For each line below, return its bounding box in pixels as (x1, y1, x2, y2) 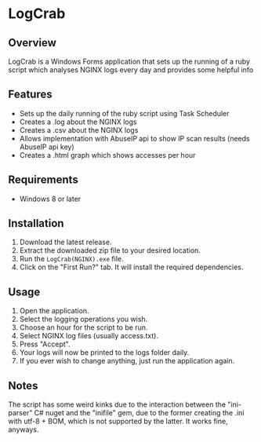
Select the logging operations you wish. (19, 315, 148, 324)
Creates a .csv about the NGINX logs (19, 125, 139, 134)
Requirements (8, 174, 78, 187)
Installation (8, 217, 64, 230)
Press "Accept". (19, 339, 71, 349)
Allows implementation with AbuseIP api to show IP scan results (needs (19, 133, 250, 143)
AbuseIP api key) (19, 142, 74, 152)
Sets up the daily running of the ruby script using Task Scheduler (19, 108, 230, 118)
